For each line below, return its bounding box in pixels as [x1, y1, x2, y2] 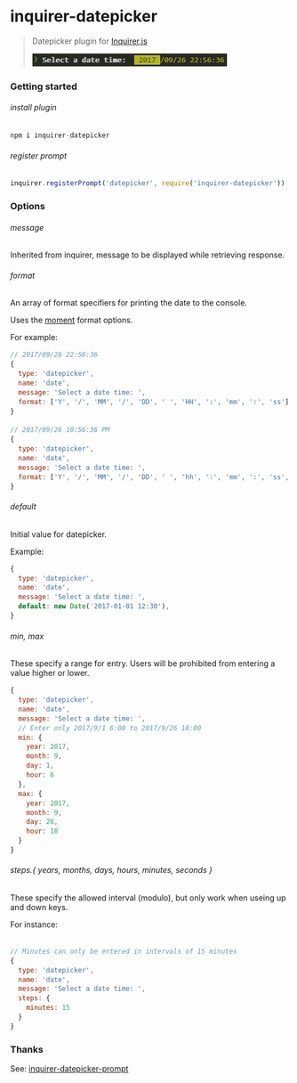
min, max [10, 631, 44, 641]
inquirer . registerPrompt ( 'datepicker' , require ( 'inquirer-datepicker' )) [10, 179, 285, 188]
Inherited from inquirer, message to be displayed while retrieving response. [10, 249, 285, 260]
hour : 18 [26, 826, 59, 836]
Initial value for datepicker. [10, 528, 108, 540]
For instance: [10, 919, 59, 930]
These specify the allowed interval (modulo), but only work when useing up [10, 892, 287, 903]
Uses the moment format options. [10, 314, 133, 326]
